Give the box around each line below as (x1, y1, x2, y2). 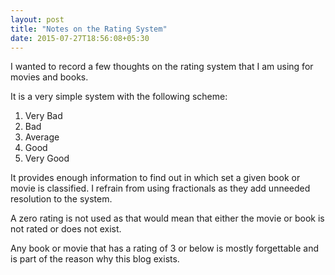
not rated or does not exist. (10, 223, 122, 235)
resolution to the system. (10, 193, 113, 205)
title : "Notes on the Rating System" (10, 24, 168, 34)
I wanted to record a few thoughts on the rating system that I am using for (10, 61, 314, 73)
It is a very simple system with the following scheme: (10, 91, 228, 103)
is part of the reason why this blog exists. (10, 253, 180, 265)
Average (24, 131, 60, 143)
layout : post (10, 14, 65, 25)
